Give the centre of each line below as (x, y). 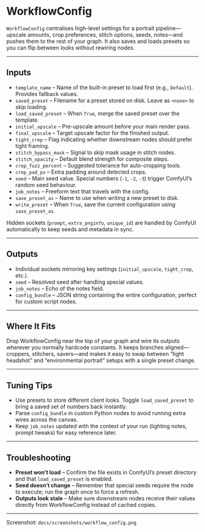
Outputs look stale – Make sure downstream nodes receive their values (105, 498)
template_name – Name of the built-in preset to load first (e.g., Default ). (104, 87)
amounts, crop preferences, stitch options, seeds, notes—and (105, 34)
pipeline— (168, 28)
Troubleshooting (39, 458)
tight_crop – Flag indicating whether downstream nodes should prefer (104, 139)
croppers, (19, 354)
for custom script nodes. (46, 301)
